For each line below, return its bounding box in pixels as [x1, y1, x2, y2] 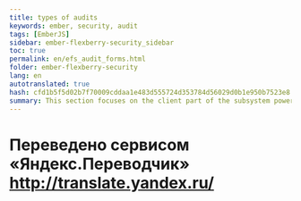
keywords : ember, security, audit [9, 21, 139, 30]
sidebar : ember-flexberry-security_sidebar [9, 38, 175, 47]
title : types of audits [9, 13, 99, 22]
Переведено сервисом [9, 135, 190, 155]
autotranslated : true [9, 80, 90, 88]
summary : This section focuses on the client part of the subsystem [9, 96, 271, 105]
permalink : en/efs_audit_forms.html [9, 54, 146, 63]
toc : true [9, 46, 47, 55]
